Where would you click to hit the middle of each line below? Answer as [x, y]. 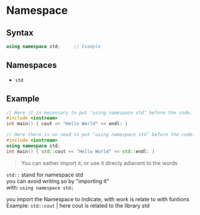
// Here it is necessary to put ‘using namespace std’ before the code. [99, 113]
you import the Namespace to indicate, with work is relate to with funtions [98, 199]
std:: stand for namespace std [45, 175]
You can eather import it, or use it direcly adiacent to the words [99, 163]
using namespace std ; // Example [54, 46]
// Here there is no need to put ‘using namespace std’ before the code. [101, 135]
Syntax [20, 33]
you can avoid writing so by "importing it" [58, 181]
